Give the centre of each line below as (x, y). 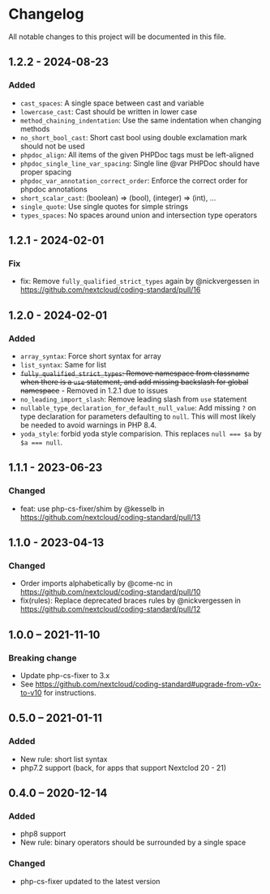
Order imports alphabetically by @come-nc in (96, 583)
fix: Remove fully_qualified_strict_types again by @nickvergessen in (139, 282)
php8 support (43, 834)
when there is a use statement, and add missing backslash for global (134, 382)
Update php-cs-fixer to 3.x (65, 676)
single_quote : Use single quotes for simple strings (104, 206)
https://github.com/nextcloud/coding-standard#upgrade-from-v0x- (148, 684)
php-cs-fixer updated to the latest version (90, 881)
